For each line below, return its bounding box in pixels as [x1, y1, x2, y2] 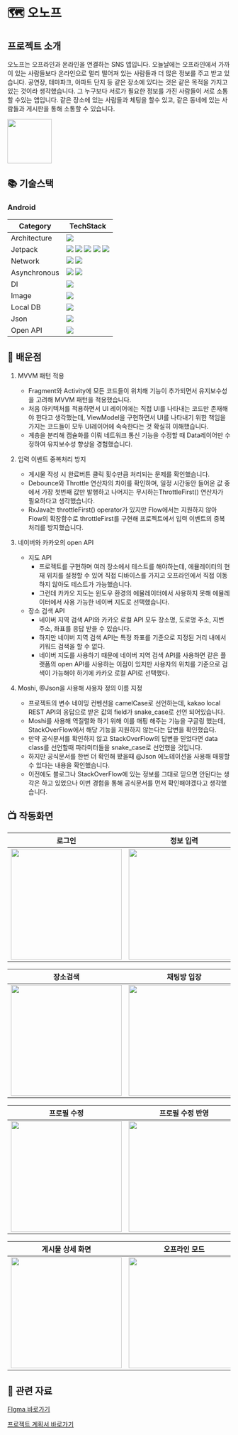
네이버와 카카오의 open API [17, 538, 94, 546]
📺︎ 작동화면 [7, 810, 54, 822]
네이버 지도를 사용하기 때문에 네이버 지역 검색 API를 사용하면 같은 [38, 651, 219, 659]
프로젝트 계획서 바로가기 [7, 1420, 74, 1429]
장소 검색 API [28, 606, 65, 615]
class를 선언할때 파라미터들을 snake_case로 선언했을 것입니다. [28, 743, 203, 752]
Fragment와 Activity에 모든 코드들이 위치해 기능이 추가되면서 [28, 386, 198, 395]
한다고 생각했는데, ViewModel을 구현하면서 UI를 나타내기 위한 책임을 [35, 413, 226, 422]
